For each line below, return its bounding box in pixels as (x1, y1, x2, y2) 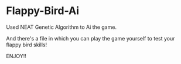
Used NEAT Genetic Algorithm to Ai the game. (6, 23, 117, 31)
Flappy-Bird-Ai (6, 4, 80, 18)
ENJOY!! (6, 52, 26, 59)
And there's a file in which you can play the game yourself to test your (6, 35, 175, 42)
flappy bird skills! (6, 41, 47, 48)
